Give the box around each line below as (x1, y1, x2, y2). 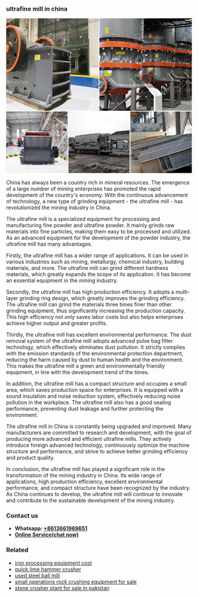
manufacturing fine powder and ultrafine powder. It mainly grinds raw (6, 222, 175, 229)
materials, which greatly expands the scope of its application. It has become (6, 271, 192, 278)
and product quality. (6, 454, 55, 461)
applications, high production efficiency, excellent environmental (6, 478, 163, 485)
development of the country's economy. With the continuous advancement (6, 191, 189, 199)
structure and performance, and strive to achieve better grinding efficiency (6, 447, 188, 455)
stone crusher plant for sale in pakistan (14, 584, 110, 591)
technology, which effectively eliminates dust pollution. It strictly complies (6, 344, 186, 351)
